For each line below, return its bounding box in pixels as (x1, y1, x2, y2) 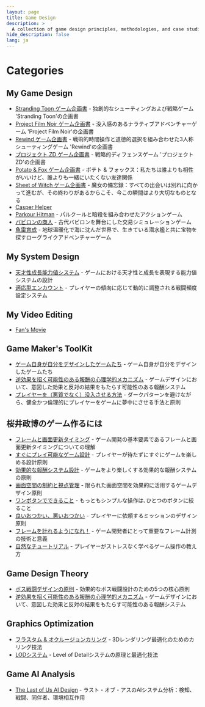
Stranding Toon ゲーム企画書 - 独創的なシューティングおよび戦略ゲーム (15, 105, 194, 112)
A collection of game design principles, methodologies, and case (12, 26, 184, 32)
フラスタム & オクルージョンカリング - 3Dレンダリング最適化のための (15, 636, 189, 643)
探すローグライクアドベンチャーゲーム (15, 233, 112, 241)
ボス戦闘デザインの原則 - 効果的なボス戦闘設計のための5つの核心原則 (15, 585, 190, 593)
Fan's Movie (15, 326, 46, 333)
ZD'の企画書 (15, 158, 46, 166)
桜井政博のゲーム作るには (6, 418, 103, 428)
